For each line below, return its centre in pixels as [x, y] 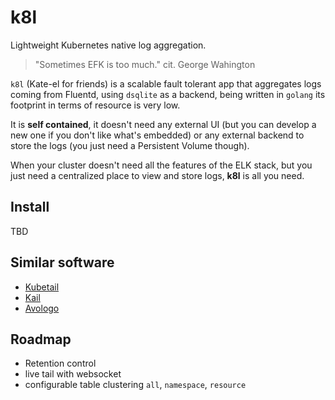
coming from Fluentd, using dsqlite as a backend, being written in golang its [168, 94]
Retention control [60, 363]
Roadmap [41, 339]
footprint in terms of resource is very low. [95, 105]
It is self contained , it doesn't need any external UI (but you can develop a [163, 124]
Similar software [62, 262]
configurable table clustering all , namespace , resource [135, 385]
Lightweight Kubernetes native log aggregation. [108, 45]
